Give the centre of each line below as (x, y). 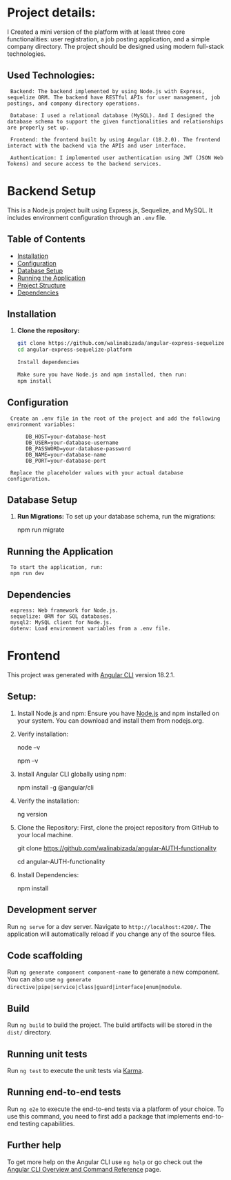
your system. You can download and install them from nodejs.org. (110, 720)
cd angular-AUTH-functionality (61, 861)
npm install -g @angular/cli (56, 787)
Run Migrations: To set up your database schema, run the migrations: (116, 517)
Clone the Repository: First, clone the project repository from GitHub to (118, 827)
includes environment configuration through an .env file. (87, 217)
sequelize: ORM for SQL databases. (61, 616)
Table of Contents (47, 239)
